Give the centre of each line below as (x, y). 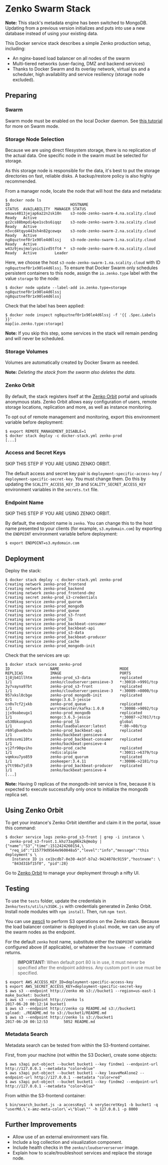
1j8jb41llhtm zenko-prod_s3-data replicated (74, 677)
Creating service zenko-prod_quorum (43, 602)
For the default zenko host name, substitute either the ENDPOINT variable (78, 942)
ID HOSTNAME (47, 204)
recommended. (21, 181)
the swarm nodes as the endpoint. (41, 932)
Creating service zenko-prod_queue (42, 610)
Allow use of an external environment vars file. (60, 1137)
